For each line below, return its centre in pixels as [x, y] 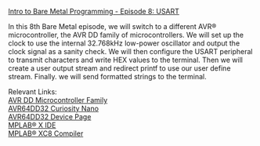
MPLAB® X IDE [32, 125]
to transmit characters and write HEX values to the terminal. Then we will [125, 60]
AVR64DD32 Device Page [50, 117]
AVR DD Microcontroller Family [58, 100]
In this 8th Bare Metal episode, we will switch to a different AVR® [112, 26]
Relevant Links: [32, 92]
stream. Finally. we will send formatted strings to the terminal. [107, 77]
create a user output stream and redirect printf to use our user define [119, 68]
